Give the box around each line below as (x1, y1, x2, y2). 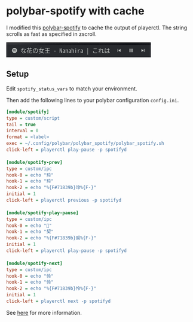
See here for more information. (6, 309, 82, 316)
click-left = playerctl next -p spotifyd (6, 298, 111, 304)
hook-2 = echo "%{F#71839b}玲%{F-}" (6, 184, 97, 191)
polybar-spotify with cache (6, 4, 145, 18)
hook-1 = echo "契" (6, 229, 54, 235)
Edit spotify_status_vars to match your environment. (6, 85, 137, 92)
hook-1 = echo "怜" (6, 280, 54, 285)
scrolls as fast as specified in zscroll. (6, 30, 97, 37)
